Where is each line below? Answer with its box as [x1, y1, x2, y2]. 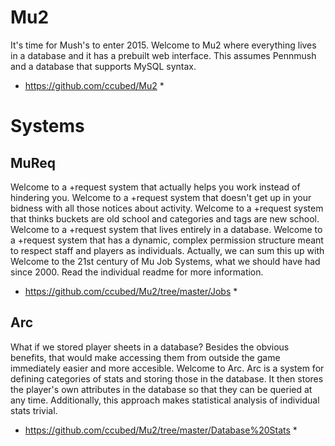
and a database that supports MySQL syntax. [10, 60, 197, 72]
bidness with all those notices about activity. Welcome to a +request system [10, 202, 324, 214]
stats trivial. [10, 404, 58, 416]
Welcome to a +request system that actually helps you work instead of [10, 181, 301, 193]
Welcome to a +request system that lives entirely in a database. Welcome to [10, 223, 323, 235]
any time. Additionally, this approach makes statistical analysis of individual [10, 394, 320, 406]
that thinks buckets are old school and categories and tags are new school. [10, 212, 320, 225]
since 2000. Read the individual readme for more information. [10, 266, 264, 278]
